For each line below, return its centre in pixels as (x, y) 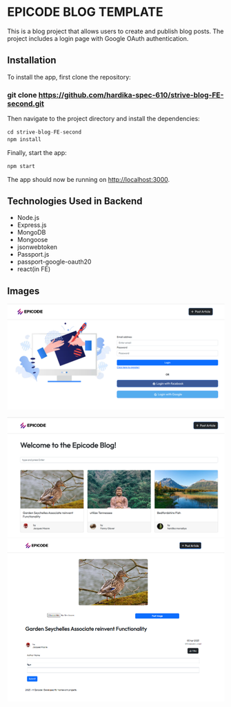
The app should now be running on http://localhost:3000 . (89, 179)
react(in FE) (34, 269)
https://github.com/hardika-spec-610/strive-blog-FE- (131, 95)
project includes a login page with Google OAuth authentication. (98, 38)
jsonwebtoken (37, 247)
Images (23, 291)
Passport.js (33, 255)
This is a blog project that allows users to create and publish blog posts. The (115, 31)
